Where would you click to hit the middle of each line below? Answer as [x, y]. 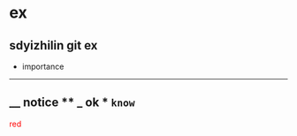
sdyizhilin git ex [53, 45]
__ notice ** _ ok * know [72, 103]
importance [43, 66]
